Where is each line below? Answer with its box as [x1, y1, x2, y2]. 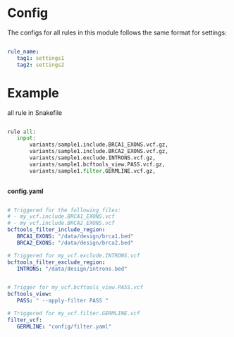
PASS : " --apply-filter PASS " [16, 298, 109, 305]
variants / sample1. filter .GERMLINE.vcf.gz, [29, 167, 156, 174]
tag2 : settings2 [16, 61, 65, 68]
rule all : [7, 128, 37, 135]
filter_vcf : [7, 316, 42, 324]
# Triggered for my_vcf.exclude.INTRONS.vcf [7, 252, 140, 259]
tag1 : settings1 [16, 54, 65, 61]
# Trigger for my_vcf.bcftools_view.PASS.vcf [7, 284, 143, 291]
